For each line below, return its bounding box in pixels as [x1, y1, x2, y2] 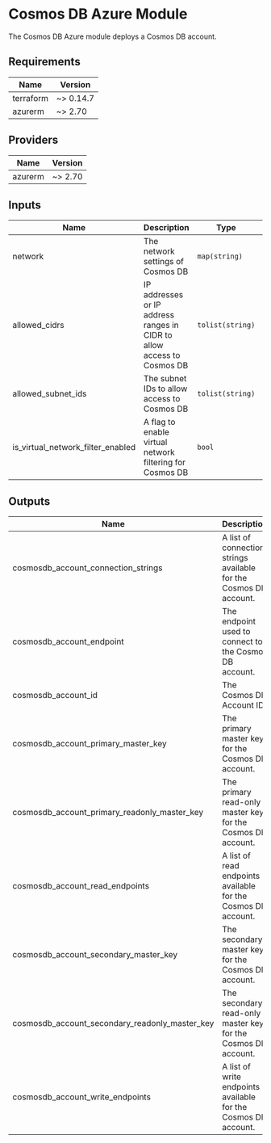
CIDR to [144, 330, 173, 341]
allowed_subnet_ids [12, 389, 87, 400]
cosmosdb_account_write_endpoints [12, 1091, 152, 1103]
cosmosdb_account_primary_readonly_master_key [12, 807, 204, 818]
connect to [221, 636, 264, 647]
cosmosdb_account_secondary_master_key [12, 949, 178, 960]
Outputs [8, 494, 51, 508]
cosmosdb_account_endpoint [12, 636, 124, 647]
